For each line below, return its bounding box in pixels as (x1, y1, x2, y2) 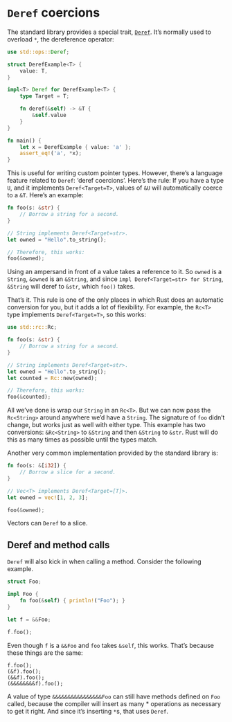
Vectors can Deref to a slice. (7, 519, 88, 527)
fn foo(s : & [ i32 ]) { (7, 462, 67, 469)
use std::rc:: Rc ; (7, 324, 57, 331)
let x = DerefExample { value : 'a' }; (19, 143, 132, 150)
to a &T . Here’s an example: (7, 191, 84, 199)
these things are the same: (7, 649, 83, 657)
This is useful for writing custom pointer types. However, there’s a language (7, 169, 223, 177)
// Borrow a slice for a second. (19, 469, 116, 476)
